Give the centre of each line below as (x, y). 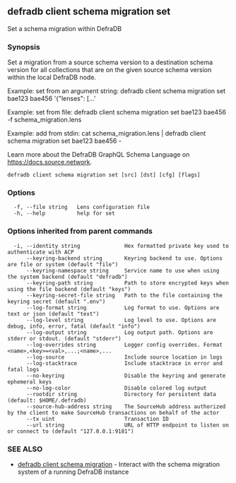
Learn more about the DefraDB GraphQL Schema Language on (99, 155)
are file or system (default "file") (63, 264)
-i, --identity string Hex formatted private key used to (122, 246)
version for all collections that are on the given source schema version (110, 70)
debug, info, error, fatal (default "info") (74, 326)
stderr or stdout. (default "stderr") (64, 338)
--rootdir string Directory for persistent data (121, 394)
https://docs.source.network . (50, 162)
